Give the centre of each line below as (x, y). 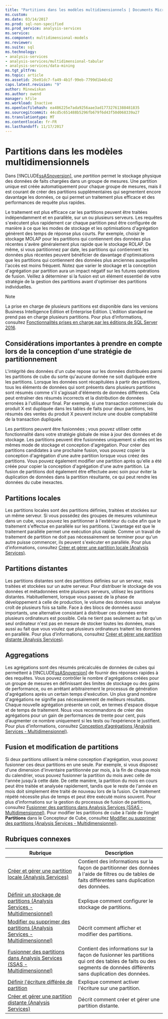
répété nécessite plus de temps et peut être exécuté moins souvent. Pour (81, 797)
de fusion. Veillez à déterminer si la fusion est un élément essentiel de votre (83, 276)
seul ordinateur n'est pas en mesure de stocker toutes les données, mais (80, 623)
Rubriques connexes (38, 839)
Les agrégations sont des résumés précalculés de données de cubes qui (80, 667)
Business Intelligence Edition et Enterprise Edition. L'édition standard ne (79, 312)
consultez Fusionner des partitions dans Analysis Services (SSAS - (74, 807)
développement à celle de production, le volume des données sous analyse (83, 602)
